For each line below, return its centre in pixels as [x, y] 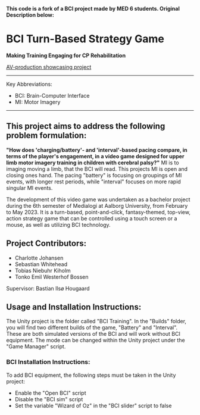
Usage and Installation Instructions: [74, 307]
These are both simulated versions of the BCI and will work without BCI [93, 334]
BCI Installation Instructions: [48, 362]
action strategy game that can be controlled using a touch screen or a [92, 218]
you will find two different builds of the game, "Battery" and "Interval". [92, 327]
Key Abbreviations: [29, 84]
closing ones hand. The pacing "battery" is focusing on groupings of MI [94, 175]
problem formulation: [46, 135]
